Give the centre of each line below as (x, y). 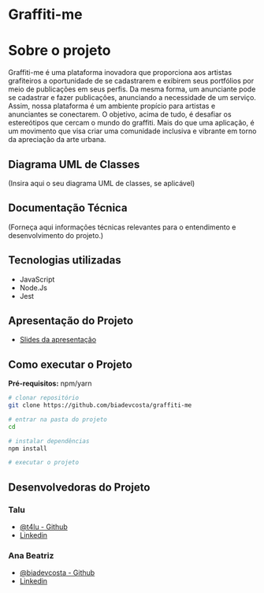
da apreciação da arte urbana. (57, 140)
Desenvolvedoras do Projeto (79, 487)
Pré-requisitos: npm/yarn (50, 383)
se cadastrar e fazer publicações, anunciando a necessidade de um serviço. (132, 98)
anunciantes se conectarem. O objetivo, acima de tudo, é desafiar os (120, 114)
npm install (28, 448)
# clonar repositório (44, 398)
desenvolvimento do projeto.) (56, 235)
